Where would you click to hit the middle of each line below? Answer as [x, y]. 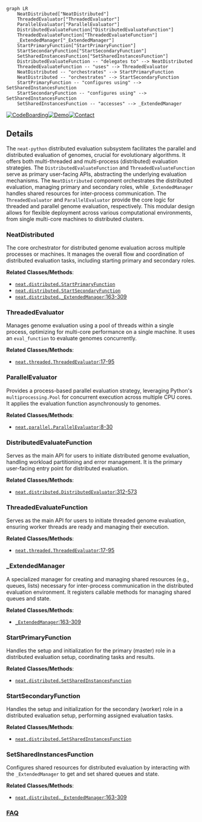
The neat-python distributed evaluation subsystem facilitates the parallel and [101, 148]
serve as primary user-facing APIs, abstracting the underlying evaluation [96, 174]
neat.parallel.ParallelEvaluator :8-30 [64, 427]
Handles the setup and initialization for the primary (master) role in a [91, 650]
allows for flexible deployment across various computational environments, [99, 212]
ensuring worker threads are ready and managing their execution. [88, 527]
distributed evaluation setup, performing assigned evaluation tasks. [90, 716]
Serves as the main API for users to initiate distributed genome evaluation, [98, 455]
